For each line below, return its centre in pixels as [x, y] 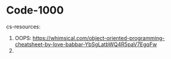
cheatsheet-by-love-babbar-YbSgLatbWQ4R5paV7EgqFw [86, 44]
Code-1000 [35, 10]
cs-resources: [23, 27]
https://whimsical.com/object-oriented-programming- [99, 38]
